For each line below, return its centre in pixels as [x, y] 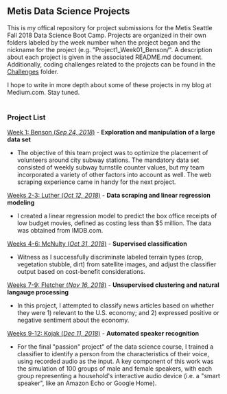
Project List [26, 117]
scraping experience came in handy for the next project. [96, 182]
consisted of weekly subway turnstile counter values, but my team [110, 167]
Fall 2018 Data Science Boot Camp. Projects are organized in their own [107, 35]
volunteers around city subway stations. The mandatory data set [108, 160]
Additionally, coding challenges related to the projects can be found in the [111, 64]
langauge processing [38, 292]
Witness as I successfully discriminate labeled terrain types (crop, [110, 257]
